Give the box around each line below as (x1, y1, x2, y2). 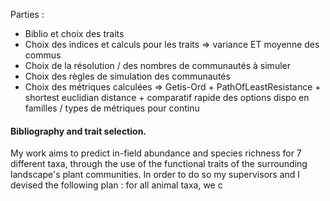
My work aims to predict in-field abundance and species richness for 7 (10, 147, 302, 159)
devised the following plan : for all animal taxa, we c (10, 179, 223, 191)
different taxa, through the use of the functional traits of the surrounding (10, 158, 308, 170)
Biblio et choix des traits (24, 28, 125, 39)
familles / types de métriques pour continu (24, 102, 200, 114)
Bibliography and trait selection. (10, 125, 147, 137)
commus (24, 49, 62, 61)
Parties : (10, 9, 45, 20)
